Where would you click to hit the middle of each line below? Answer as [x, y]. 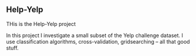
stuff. [12, 48]
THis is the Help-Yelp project [41, 24]
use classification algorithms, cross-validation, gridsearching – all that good [98, 41]
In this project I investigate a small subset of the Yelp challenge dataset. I [95, 35]
